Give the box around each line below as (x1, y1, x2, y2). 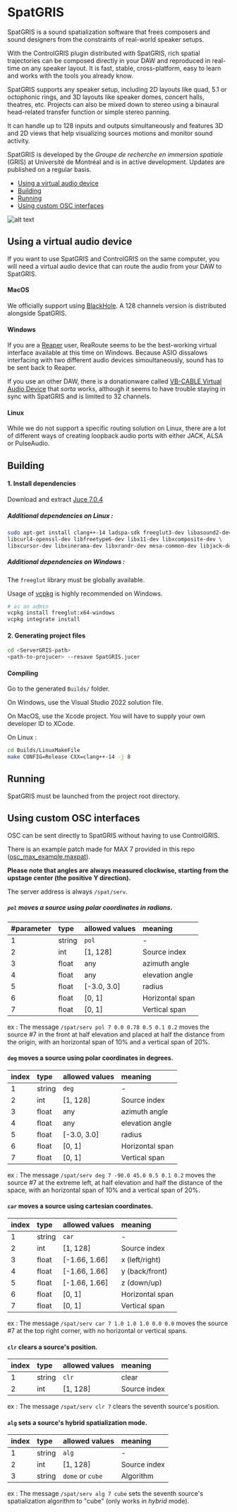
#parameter (11, 923, 51, 933)
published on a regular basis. (7, 165, 92, 173)
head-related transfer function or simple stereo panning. (7, 108, 171, 116)
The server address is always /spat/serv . (7, 887, 128, 896)
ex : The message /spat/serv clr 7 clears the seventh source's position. (7, 1402, 220, 1411)
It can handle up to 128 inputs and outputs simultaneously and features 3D (7, 121, 224, 129)
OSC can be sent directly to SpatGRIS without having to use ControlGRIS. (7, 831, 220, 839)
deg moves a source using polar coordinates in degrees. (7, 1054, 174, 1062)
